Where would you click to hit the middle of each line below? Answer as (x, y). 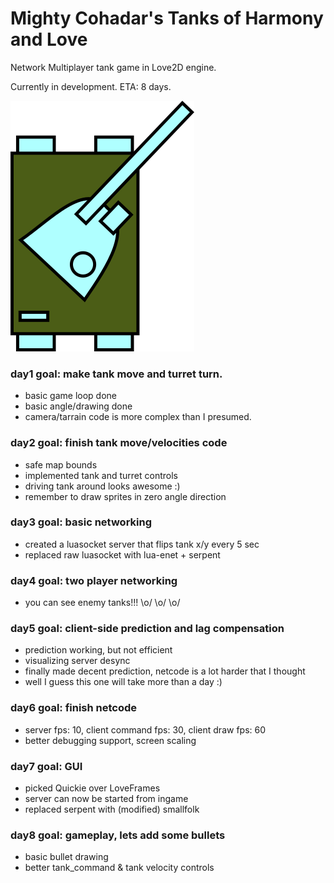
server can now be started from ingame (106, 799)
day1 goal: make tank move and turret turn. (116, 374)
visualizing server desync (77, 661)
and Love (49, 39)
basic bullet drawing (66, 857)
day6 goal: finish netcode (74, 708)
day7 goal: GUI (46, 766)
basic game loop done (70, 396)
